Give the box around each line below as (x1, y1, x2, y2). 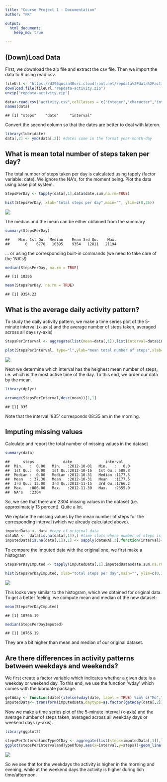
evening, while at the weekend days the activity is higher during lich (5, 766, 144, 773)
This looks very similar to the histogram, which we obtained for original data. (5, 589, 162, 595)
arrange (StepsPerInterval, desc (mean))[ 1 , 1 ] (5, 395, 97, 400)
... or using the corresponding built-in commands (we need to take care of (5, 250, 157, 256)
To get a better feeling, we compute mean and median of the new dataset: (5, 594, 157, 601)
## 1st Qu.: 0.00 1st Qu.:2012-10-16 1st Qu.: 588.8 (5, 468, 130, 473)
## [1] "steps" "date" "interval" (5, 113, 92, 118)
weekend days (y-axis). (5, 719, 53, 725)
